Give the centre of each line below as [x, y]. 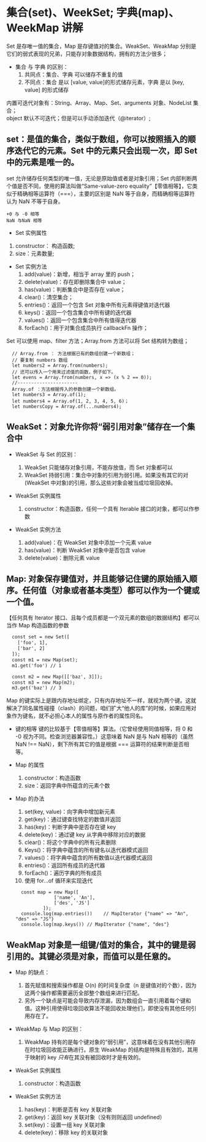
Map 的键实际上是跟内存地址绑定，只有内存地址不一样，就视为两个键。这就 [101, 700]
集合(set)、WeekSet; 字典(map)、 [93, 13]
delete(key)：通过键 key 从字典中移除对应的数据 [85, 835]
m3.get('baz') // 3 [37, 688]
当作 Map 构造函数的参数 [38, 626]
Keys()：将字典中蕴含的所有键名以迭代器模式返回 [86, 850]
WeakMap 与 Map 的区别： [49, 1029]
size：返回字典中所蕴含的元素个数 [67, 786]
